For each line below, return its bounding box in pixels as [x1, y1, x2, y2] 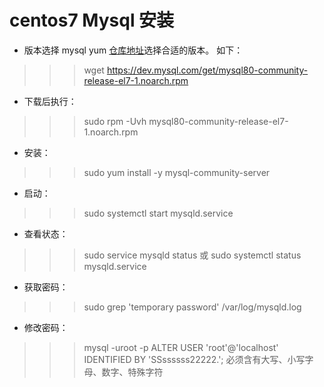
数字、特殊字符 [101, 366, 164, 378]
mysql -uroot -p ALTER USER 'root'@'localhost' [83, 341, 279, 353]
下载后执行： [23, 95, 77, 107]
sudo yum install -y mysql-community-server [83, 166, 271, 178]
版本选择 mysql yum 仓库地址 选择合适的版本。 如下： [23, 44, 244, 56]
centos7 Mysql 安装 [9, 9, 175, 32]
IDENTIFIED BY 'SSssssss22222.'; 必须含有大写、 [83, 353, 288, 365]
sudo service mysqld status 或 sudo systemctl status [83, 249, 302, 261]
